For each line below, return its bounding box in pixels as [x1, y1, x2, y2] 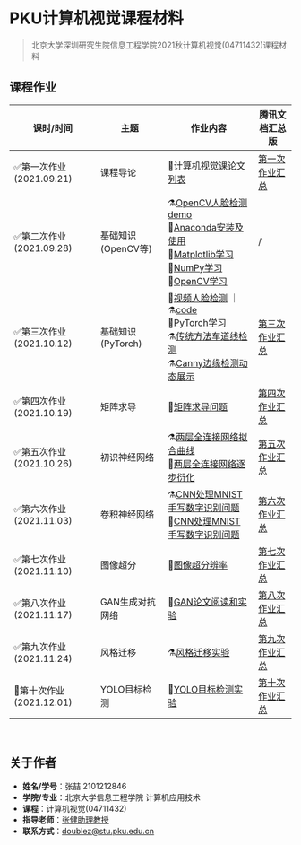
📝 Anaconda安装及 [167, 221, 244, 233]
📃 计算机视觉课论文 [167, 159, 246, 171]
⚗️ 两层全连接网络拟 [167, 431, 248, 443]
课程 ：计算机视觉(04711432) [21, 803, 127, 814]
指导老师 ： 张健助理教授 [21, 814, 109, 825]
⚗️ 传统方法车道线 [167, 329, 239, 342]
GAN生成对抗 [99, 596, 157, 608]
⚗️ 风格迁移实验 [167, 646, 230, 658]
